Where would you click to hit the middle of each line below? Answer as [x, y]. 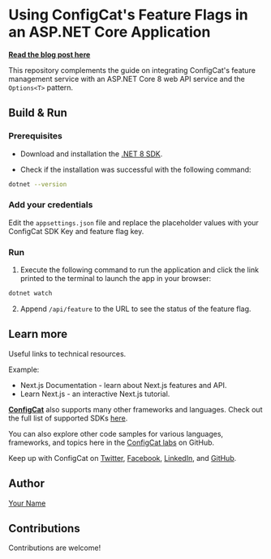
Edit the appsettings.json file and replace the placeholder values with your [134, 222]
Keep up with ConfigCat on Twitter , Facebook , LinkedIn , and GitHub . [123, 458]
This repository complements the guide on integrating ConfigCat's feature [132, 70]
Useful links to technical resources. [67, 353]
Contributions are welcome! [55, 548]
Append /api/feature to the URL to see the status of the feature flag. [135, 309]
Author [26, 484]
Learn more [38, 334]
